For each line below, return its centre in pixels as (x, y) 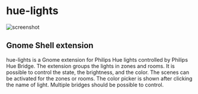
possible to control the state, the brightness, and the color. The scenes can (98, 72)
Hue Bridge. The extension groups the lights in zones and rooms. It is (90, 66)
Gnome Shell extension (50, 46)
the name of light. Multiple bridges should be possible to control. (85, 85)
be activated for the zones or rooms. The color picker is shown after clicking (99, 78)
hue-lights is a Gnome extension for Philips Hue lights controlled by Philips (97, 59)
